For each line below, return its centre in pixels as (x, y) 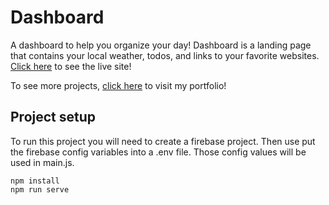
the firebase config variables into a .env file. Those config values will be (158, 152)
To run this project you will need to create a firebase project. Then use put (163, 141)
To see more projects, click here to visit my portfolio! (118, 85)
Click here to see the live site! (71, 66)
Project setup (53, 117)
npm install (35, 181)
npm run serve (40, 189)
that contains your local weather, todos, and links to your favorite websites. (165, 55)
